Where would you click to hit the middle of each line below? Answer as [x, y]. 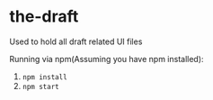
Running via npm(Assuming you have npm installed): [106, 59]
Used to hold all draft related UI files [76, 41]
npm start [41, 86]
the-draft [44, 17]
